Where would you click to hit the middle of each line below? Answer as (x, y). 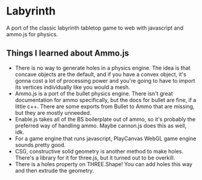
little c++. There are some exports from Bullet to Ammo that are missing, (105, 106)
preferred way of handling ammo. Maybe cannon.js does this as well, (101, 126)
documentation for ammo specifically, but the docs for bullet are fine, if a (106, 100)
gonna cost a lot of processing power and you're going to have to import (105, 80)
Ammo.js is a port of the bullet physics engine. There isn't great (94, 93)
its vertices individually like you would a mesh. (73, 87)
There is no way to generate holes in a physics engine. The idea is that (103, 68)
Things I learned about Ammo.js (68, 53)
